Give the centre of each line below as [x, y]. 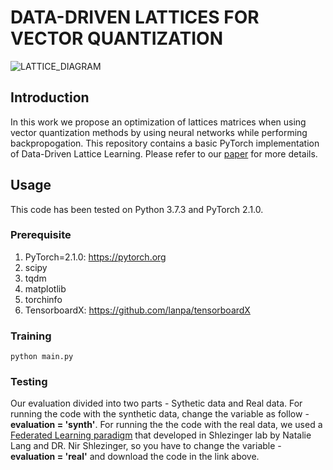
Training [31, 336]
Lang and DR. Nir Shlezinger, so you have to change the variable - [146, 446]
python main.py [42, 357]
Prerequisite [41, 235]
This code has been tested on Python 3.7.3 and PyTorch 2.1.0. [137, 209]
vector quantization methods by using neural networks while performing [159, 132]
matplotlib [45, 288]
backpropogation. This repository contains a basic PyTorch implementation [165, 143]
